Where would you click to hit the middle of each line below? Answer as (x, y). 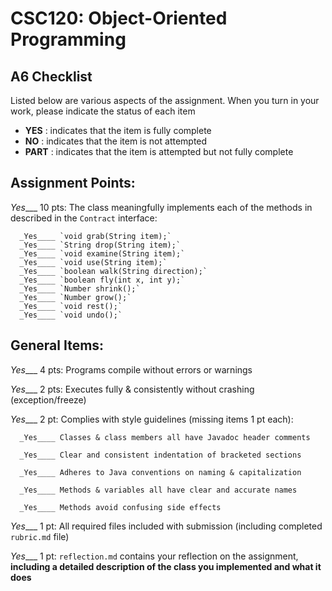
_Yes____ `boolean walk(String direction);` (113, 271)
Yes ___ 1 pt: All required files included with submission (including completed (166, 526)
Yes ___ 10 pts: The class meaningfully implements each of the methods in (161, 207)
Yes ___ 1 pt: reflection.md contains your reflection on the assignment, (154, 556)
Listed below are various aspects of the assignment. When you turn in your (165, 100)
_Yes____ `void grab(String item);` (95, 236)
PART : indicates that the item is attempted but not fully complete (159, 151)
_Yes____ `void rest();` (71, 306)
